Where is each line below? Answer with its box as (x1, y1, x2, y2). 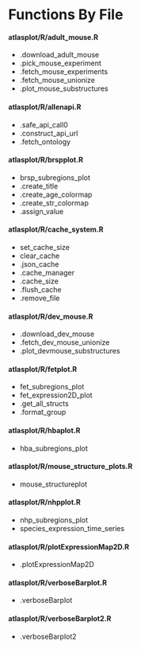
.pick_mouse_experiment (19, 58, 101, 68)
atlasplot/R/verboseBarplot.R (8, 577, 107, 587)
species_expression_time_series (19, 524, 125, 534)
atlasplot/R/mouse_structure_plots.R (8, 462, 133, 471)
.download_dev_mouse (19, 329, 95, 339)
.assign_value (19, 206, 64, 216)
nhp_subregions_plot (19, 515, 89, 525)
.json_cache (19, 260, 59, 268)
